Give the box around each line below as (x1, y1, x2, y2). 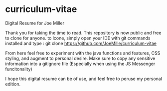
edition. (5, 81, 21, 87)
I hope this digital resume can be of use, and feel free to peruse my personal (5, 75, 163, 81)
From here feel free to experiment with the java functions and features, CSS (5, 50, 161, 56)
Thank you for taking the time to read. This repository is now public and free (5, 29, 162, 35)
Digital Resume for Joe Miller (5, 20, 65, 26)
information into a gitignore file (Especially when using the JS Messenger (5, 60, 156, 66)
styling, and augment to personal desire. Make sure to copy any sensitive (5, 55, 156, 61)
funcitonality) (5, 66, 32, 72)
